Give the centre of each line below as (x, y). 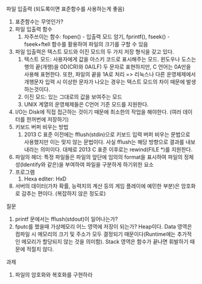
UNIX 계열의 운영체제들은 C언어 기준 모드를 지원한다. (86, 104)
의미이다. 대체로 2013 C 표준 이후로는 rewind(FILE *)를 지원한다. (116, 150)
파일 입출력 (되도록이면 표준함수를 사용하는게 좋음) (65, 9)
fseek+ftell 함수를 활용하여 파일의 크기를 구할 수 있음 (86, 44)
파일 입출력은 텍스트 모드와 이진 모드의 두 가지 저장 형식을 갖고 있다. (94, 52)
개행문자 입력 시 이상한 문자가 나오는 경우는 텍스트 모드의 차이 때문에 (104, 82)
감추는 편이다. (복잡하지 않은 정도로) (64, 193)
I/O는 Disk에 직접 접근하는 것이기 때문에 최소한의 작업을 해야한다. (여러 (98, 112)
